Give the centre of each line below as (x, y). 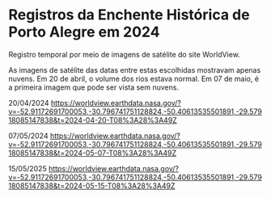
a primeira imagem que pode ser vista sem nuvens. (94, 87)
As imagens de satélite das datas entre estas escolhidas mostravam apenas (135, 70)
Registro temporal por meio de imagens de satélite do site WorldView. (124, 54)
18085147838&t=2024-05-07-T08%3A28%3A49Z (92, 153)
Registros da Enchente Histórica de (129, 15)
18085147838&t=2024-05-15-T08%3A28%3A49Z (92, 185)
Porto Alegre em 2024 (84, 32)
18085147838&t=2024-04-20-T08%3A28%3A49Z (93, 120)
